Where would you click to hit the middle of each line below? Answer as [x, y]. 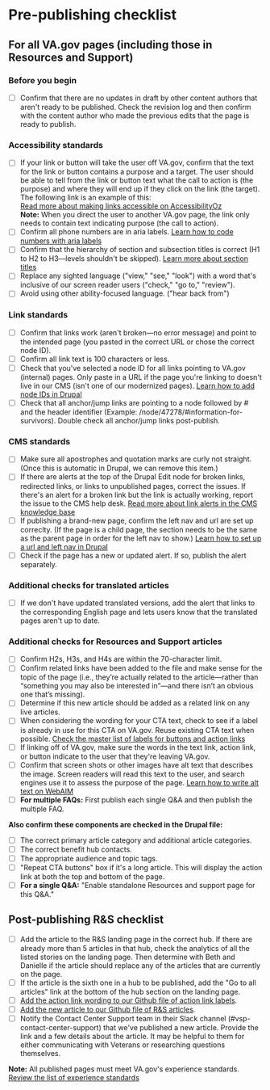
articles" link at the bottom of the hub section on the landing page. [130, 991]
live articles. [40, 712]
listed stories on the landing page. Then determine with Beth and [127, 957]
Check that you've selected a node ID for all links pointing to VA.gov [133, 368]
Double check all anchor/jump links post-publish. [139, 421]
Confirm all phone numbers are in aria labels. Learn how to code [127, 232]
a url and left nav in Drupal [64, 546]
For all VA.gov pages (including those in [110, 45]
